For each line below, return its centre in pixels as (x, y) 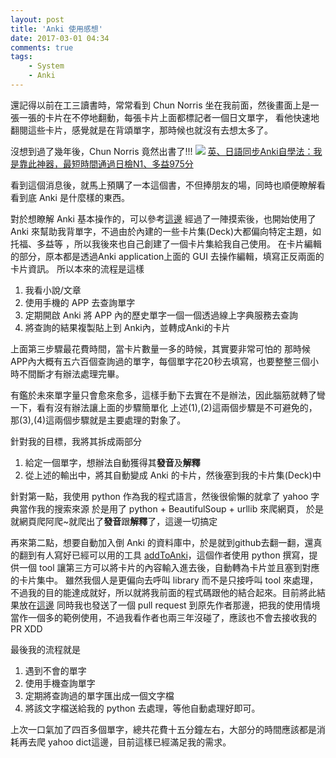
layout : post (37, 19)
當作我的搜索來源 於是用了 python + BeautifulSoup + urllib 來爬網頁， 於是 (171, 508)
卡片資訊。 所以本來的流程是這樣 (77, 268)
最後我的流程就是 (45, 649)
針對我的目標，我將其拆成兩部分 (76, 441)
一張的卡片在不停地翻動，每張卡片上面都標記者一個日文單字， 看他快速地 (169, 117)
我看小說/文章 (53, 290)
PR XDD (26, 628)
